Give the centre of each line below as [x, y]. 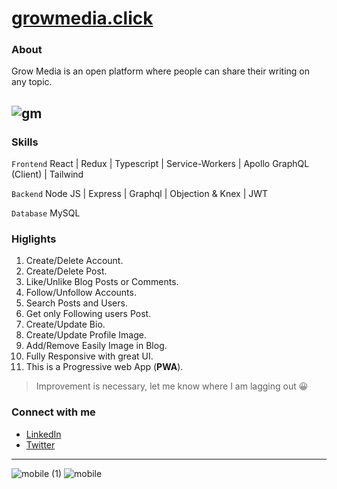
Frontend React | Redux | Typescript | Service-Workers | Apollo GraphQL [160, 164]
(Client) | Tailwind [47, 174]
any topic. [32, 82]
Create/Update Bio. [65, 324]
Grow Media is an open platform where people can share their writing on [161, 71]
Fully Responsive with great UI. [89, 356]
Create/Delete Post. [66, 271]
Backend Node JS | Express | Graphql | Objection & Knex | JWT [140, 194]
